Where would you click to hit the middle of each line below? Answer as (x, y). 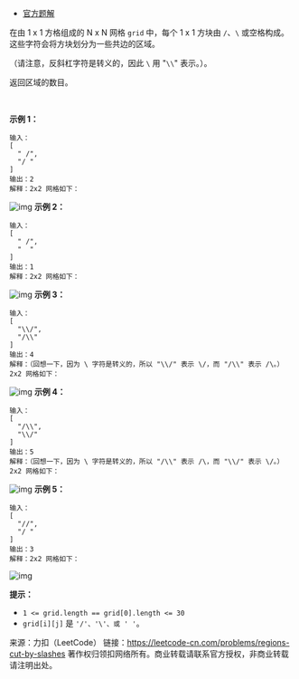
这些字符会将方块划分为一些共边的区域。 (84, 44)
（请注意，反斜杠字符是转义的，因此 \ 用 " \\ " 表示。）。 (111, 63)
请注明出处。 (33, 665)
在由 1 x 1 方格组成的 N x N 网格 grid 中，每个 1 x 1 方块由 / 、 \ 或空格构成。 (149, 33)
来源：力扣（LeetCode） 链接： (69, 642)
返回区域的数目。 (41, 82)
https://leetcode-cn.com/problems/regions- (208, 642)
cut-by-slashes (37, 654)
